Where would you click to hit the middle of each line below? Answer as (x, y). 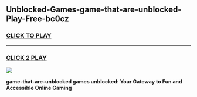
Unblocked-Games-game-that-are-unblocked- (94, 10)
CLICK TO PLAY (29, 36)
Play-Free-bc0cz (38, 19)
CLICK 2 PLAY (26, 58)
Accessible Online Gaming (39, 88)
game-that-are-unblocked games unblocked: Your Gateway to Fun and (94, 81)
